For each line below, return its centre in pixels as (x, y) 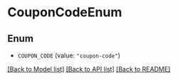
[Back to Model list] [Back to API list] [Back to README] (89, 69)
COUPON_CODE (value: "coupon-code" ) (69, 55)
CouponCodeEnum (65, 12)
